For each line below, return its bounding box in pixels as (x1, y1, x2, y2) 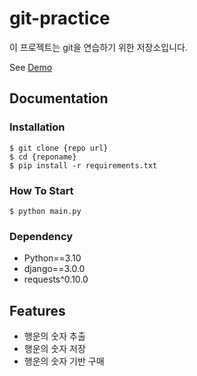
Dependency (9, 229, 74, 243)
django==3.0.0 (23, 263, 86, 275)
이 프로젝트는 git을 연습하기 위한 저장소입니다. (9, 41, 188, 53)
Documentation (9, 90, 109, 107)
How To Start (9, 183, 74, 197)
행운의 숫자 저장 (23, 343, 86, 355)
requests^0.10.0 (23, 273, 89, 286)
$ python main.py (9, 206, 82, 216)
